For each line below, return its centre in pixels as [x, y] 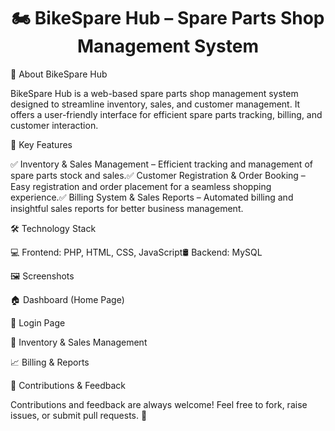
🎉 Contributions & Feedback [68, 385]
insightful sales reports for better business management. [127, 208]
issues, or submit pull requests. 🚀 [79, 415]
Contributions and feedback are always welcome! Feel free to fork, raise [159, 404]
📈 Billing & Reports [50, 362]
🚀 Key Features [41, 144]
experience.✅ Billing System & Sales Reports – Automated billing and [152, 197]
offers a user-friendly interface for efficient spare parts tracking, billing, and [166, 114]
